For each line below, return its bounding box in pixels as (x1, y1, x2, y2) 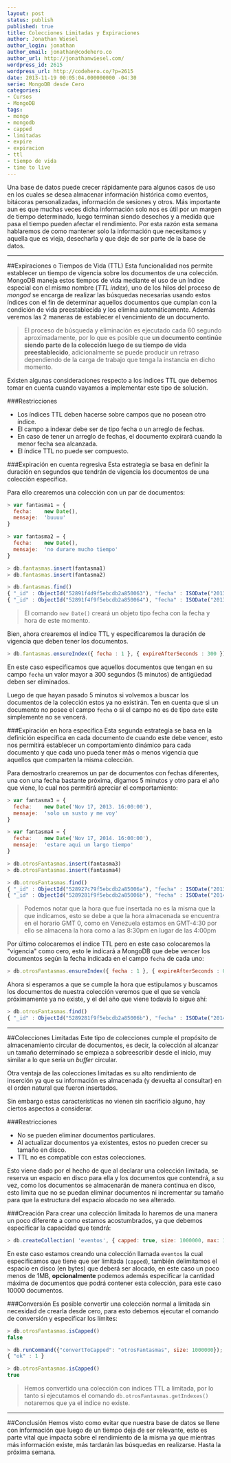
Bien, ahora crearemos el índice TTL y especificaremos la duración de (7, 630, 206, 638)
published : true (7, 23, 54, 30)
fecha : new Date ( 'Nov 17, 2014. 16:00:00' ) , (13, 835, 153, 842)
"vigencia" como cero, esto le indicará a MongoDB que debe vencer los (7, 947, 210, 955)
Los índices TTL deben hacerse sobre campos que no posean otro (16, 410, 206, 418)
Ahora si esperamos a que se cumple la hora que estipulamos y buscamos (7, 980, 218, 988)
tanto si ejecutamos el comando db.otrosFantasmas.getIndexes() (23, 1391, 209, 1400)
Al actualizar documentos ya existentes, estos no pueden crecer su (16, 1138, 208, 1146)
